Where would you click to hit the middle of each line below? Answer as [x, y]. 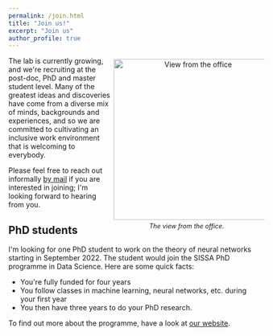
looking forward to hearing [52, 196]
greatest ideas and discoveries [59, 95]
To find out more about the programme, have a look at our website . [120, 323]
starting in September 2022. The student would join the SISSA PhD [119, 258]
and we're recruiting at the [52, 70]
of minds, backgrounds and [54, 113]
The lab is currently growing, [56, 61]
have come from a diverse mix [58, 104]
